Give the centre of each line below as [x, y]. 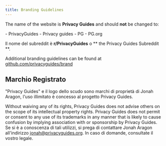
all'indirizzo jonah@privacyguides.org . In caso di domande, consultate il [79, 133]
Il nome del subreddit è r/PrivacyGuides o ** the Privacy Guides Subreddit [82, 43]
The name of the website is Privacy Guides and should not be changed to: [82, 24]
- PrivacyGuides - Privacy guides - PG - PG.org [54, 33]
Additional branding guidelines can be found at [53, 58]
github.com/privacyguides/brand [39, 63]
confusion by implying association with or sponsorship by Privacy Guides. [81, 122]
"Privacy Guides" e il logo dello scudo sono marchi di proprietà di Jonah [79, 91]
